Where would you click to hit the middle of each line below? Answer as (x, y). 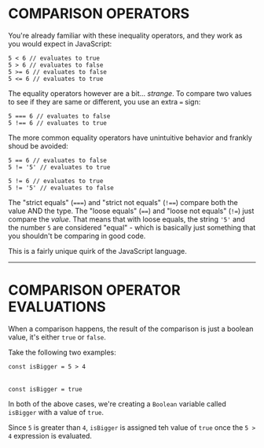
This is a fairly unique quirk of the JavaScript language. (97, 251)
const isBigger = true (45, 390)
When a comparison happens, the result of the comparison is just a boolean (131, 329)
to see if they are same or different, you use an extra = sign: (104, 101)
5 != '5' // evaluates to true (59, 167)
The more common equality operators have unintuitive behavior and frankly (130, 138)
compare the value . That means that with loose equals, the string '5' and (126, 219)
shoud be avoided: (38, 145)
